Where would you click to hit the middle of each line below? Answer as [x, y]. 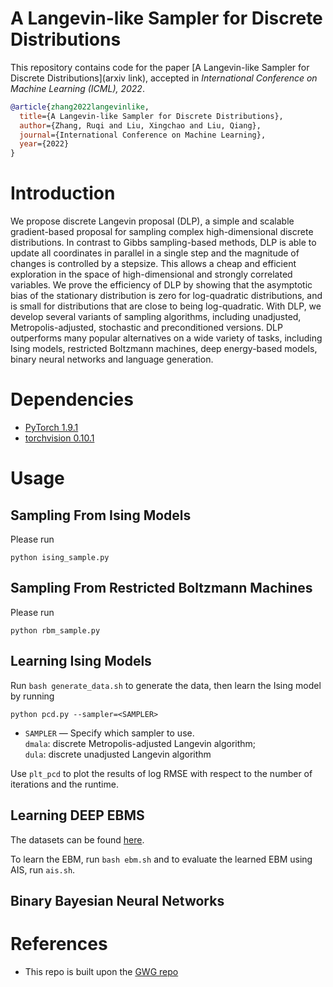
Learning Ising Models [81, 661]
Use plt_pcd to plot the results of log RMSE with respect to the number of [161, 773]
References [59, 944]
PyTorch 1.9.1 [51, 428]
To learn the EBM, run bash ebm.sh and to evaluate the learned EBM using [161, 859]
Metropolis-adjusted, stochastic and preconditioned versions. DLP [146, 328]
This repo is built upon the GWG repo [101, 971]
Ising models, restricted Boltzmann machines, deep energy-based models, [164, 349]
